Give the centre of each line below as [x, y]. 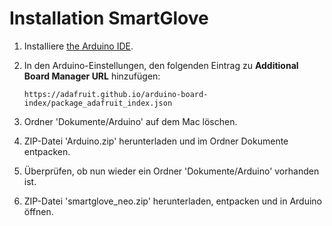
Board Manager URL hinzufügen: [92, 76]
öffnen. [38, 211]
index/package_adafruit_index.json [98, 103]
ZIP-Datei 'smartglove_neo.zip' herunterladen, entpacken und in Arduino [173, 201]
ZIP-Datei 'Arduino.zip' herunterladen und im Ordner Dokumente [156, 141]
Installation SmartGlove [109, 18]
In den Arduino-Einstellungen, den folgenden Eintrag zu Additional [161, 65]
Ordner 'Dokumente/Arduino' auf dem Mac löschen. [130, 121]
